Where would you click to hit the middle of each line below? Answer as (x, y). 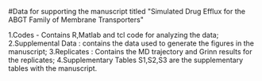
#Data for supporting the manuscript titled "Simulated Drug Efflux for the (127, 11)
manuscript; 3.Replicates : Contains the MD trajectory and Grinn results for (130, 52)
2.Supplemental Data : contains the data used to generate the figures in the (131, 43)
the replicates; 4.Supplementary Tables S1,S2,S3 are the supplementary (126, 60)
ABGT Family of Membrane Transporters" (76, 20)
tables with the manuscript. (53, 68)
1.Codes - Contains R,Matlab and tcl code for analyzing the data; (114, 35)
